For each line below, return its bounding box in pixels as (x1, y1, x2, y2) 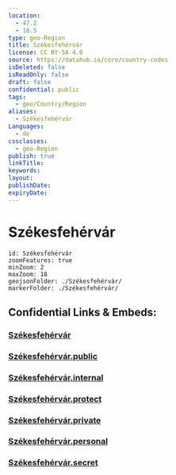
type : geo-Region (8, 33, 66, 42)
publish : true (8, 152, 55, 160)
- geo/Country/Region (15, 100, 87, 108)
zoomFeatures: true (8, 256, 73, 265)
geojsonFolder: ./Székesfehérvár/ (8, 277, 123, 285)
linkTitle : (8, 160, 44, 168)
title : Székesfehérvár (8, 41, 83, 49)
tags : (8, 93, 26, 101)
